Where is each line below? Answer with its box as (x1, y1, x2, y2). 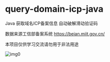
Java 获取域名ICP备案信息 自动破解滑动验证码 (5, 20, 98, 26)
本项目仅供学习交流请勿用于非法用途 (5, 41, 79, 47)
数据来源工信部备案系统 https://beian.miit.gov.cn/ (5, 31, 105, 36)
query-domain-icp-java (5, 3, 104, 15)
